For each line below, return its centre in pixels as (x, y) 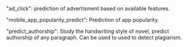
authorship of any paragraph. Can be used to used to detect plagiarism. (94, 37)
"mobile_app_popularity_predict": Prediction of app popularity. (83, 20)
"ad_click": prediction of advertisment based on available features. (88, 9)
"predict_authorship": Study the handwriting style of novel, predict (88, 31)
